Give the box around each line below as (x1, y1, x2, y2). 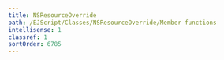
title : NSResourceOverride (8, 11, 97, 19)
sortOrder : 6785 (8, 41, 62, 48)
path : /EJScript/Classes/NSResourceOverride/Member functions (8, 19, 217, 26)
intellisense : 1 (8, 26, 62, 34)
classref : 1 (8, 33, 47, 41)
